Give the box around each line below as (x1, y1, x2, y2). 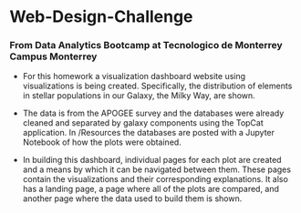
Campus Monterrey (9, 50, 98, 63)
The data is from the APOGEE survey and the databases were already (22, 107, 285, 119)
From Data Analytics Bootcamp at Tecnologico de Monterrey (9, 39, 283, 52)
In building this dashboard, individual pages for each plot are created (22, 155, 282, 166)
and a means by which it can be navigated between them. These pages (22, 164, 292, 175)
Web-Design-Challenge (9, 6, 193, 27)
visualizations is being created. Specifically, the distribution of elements (22, 80, 293, 92)
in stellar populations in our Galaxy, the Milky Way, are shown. (22, 90, 255, 101)
